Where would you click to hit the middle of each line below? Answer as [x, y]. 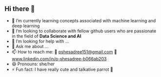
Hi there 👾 [20, 9]
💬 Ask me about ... [30, 46]
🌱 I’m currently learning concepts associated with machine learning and [84, 20]
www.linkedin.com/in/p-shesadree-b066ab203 [59, 59]
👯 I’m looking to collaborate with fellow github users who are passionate [84, 31]
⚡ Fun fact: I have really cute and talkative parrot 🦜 [62, 69]
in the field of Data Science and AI [46, 36]
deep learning [26, 26]
